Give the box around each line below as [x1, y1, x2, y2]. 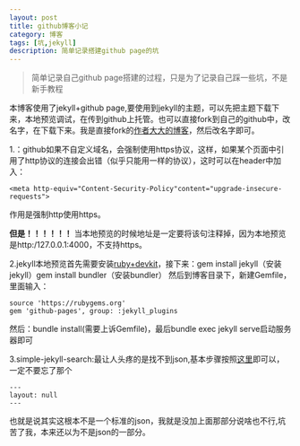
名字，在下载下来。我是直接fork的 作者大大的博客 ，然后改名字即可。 [9, 125, 260, 136]
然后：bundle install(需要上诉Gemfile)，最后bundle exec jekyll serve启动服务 [9, 324, 292, 335]
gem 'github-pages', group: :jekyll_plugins [9, 307, 178, 316]
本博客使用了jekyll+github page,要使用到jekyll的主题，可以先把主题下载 [9, 102, 272, 113]
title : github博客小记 [9, 22, 89, 31]
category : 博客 [9, 30, 64, 39]
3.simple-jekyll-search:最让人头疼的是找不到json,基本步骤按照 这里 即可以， [9, 354, 285, 364]
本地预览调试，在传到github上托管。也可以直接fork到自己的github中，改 [24, 114, 291, 125]
